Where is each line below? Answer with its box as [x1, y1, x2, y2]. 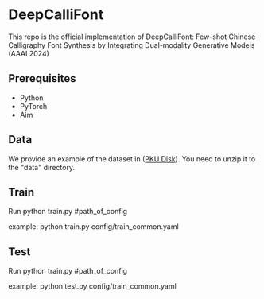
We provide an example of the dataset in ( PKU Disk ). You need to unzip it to [8, 153, 256, 164]
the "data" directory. [8, 162, 76, 172]
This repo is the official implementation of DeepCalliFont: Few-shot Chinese [8, 32, 256, 41]
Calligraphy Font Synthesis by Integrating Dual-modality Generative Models [8, 40, 255, 49]
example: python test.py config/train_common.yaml [8, 282, 177, 291]
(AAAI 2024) [8, 49, 50, 58]
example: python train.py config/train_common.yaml [8, 222, 179, 231]
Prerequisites [8, 72, 76, 85]
